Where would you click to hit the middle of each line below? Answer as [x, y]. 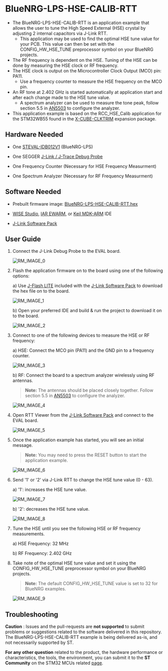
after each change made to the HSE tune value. [61, 97]
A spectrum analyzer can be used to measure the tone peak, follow [89, 103]
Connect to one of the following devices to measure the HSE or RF [81, 335]
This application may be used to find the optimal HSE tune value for [90, 39]
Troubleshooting [32, 614]
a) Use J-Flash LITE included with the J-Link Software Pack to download [88, 286]
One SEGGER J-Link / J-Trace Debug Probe [57, 156]
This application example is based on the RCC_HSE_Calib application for [87, 113]
